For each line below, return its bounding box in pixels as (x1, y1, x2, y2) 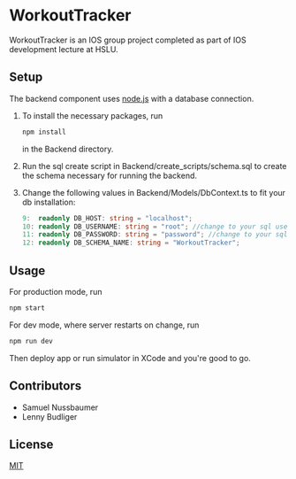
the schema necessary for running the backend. (21, 170, 197, 181)
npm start (9, 303, 46, 313)
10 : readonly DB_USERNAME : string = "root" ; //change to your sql (21, 222, 272, 231)
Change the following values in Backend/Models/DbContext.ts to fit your (21, 187, 285, 197)
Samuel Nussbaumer (21, 402, 99, 413)
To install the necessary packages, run (21, 110, 163, 120)
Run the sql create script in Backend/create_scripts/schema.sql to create (21, 160, 287, 171)
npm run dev (9, 336, 53, 345)
